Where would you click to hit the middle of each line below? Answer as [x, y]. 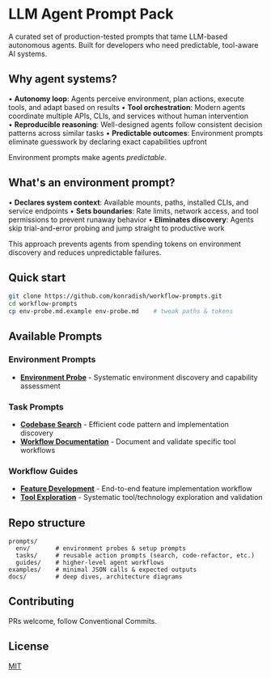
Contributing [41, 602]
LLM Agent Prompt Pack [91, 14]
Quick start [37, 277]
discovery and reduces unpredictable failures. [85, 252]
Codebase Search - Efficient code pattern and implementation [124, 424]
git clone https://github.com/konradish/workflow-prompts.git [115, 296]
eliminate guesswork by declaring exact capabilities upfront [108, 142]
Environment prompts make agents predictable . [88, 157]
